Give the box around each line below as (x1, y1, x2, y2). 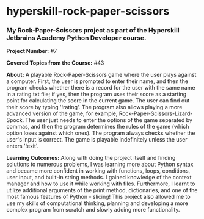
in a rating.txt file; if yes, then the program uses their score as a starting (6, 90, 187, 98)
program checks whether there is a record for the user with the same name (6, 84, 195, 92)
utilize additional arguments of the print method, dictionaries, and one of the (6, 187, 198, 194)
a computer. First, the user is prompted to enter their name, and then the (6, 77, 188, 85)
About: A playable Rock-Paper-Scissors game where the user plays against (6, 71, 197, 79)
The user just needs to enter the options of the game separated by (25, 117, 192, 124)
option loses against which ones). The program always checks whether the (6, 129, 195, 137)
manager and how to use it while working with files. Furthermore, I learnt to (6, 180, 195, 187)
